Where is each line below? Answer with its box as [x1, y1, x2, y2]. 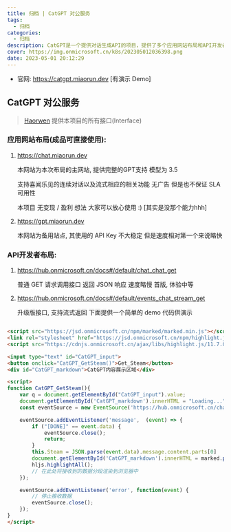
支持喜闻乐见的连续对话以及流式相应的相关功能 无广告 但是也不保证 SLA [16, 180, 221, 188]
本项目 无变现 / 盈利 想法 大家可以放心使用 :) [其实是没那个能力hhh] [16, 203, 208, 211]
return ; [43, 436, 67, 443]
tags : [7, 17, 23, 23]
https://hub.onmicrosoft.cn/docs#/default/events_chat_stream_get [16, 294, 206, 303]
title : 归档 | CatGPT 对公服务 [7, 10, 91, 17]
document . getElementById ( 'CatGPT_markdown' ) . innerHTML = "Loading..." [19, 398, 226, 405]
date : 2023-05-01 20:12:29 [7, 55, 85, 62]
